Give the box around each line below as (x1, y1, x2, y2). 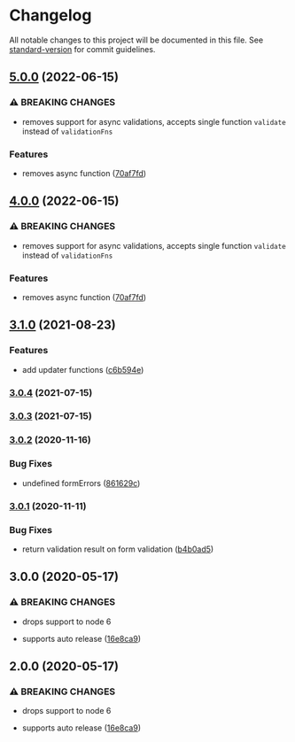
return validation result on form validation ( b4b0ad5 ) (21, 544, 214, 554)
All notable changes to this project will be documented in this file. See (9, 35, 264, 45)
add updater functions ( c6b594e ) (21, 364, 144, 375)
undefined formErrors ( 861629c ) (21, 477, 141, 488)
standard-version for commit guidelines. (9, 43, 156, 54)
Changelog (9, 5, 92, 26)
